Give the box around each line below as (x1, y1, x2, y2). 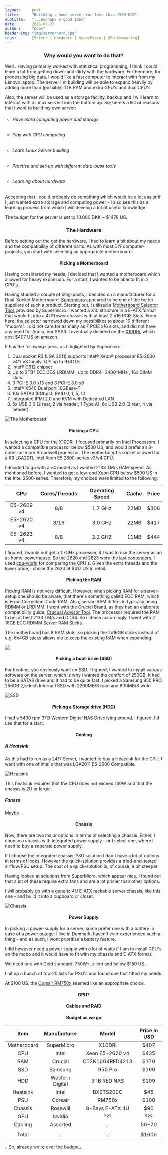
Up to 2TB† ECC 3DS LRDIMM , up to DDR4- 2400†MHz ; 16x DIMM (12, 369, 152, 375)
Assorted (49, 1121, 71, 1128)
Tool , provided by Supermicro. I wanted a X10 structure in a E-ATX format (5, 307, 156, 313)
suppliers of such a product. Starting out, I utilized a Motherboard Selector (5, 302, 158, 308)
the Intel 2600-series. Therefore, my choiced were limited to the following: (5, 475, 158, 481)
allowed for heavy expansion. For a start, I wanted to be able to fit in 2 (5, 276, 149, 283)
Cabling (14, 1121, 32, 1128)
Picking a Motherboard (59, 260, 108, 266)
